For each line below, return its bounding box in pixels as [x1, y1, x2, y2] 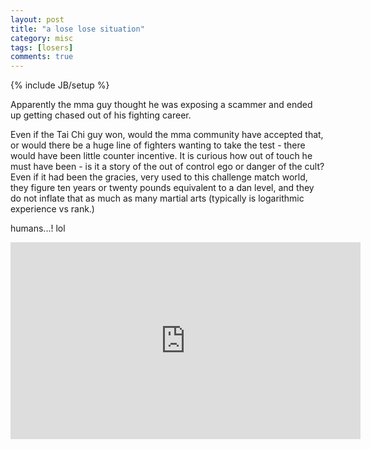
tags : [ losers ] [10, 42, 74, 53]
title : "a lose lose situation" [10, 24, 145, 34]
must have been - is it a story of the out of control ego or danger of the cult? [10, 161, 325, 173]
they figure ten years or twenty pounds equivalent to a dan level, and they [10, 182, 315, 194]
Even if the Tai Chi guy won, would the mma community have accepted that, [10, 129, 324, 141]
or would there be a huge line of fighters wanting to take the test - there [10, 139, 306, 151]
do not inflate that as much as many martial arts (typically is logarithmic [10, 192, 305, 205]
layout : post [10, 14, 65, 25]
